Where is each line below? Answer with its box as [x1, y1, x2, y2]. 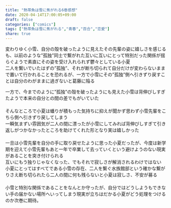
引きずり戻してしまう [22, 114, 68, 120]
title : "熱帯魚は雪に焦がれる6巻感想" [5, 7, 78, 13]
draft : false [5, 17, 33, 22]
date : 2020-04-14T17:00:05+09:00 [5, 12, 77, 17]
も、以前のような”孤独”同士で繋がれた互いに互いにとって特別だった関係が [5, 52, 161, 58]
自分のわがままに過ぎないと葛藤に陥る [14, 78, 95, 84]
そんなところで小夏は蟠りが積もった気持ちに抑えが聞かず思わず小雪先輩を [5, 108, 162, 114]
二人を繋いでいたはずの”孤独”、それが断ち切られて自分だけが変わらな [5, 65, 152, 71]
